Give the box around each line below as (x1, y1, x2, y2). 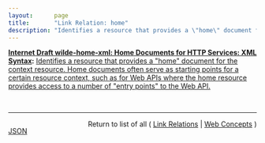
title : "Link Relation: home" (8, 19, 129, 27)
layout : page (8, 11, 69, 20)
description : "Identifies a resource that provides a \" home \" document (8, 26, 252, 34)
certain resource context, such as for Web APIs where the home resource (8, 73, 247, 83)
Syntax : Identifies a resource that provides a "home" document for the (8, 56, 238, 66)
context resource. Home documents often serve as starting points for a (8, 65, 239, 74)
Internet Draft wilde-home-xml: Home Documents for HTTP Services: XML (8, 48, 257, 58)
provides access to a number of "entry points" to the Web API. (8, 81, 211, 91)
